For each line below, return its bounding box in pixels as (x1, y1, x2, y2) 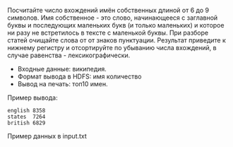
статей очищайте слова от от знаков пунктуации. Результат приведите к (7, 36, 226, 45)
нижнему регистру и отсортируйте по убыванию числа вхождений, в (7, 44, 217, 52)
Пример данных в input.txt (7, 132, 87, 140)
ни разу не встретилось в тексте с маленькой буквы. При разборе (7, 28, 209, 37)
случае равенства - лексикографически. (7, 51, 131, 59)
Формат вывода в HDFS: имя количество (17, 72, 142, 81)
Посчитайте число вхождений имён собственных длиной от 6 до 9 (7, 6, 210, 14)
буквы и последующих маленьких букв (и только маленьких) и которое (7, 21, 225, 29)
